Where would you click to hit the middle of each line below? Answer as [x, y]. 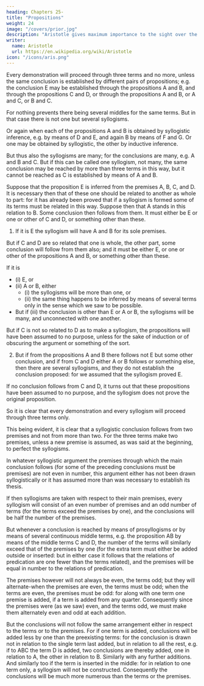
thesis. [15, 486]
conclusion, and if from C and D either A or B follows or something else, [105, 361]
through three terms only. [38, 417]
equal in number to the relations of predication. [65, 568]
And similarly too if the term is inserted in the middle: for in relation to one [98, 663]
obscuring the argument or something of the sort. [69, 343]
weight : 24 [20, 23]
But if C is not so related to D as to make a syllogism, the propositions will [98, 330]
